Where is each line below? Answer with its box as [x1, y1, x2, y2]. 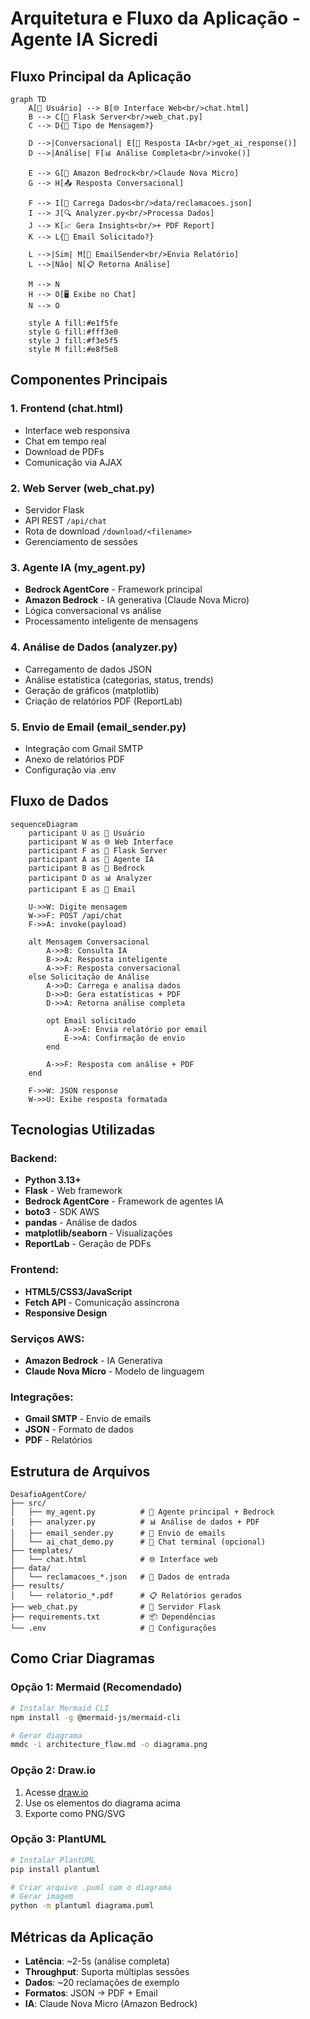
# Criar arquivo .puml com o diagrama [10, 1882, 172, 1892]
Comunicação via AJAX [24, 456, 123, 468]
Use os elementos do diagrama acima [24, 1797, 181, 1809]
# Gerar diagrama [10, 1730, 83, 1741]
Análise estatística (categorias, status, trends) [24, 673, 214, 686]
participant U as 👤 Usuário [28, 828, 145, 838]
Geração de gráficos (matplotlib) [24, 684, 160, 696]
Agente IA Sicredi [10, 28, 158, 51]
